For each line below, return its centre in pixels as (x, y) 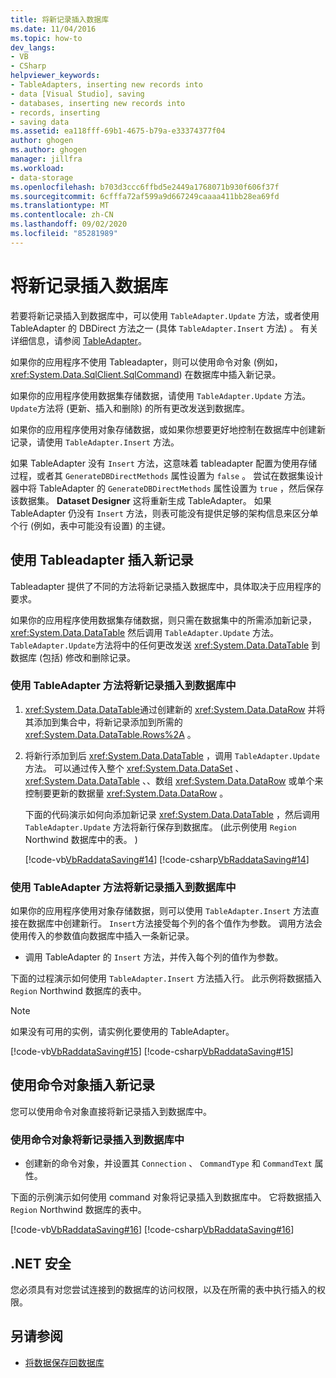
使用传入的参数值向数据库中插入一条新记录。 (102, 936)
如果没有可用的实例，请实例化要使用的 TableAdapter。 (122, 1032)
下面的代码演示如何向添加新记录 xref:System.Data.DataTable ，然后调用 (172, 814)
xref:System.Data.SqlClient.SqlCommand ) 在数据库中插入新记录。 (146, 374)
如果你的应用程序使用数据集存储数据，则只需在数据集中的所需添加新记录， (163, 620)
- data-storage (42, 177)
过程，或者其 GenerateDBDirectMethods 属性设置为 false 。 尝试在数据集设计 (167, 475)
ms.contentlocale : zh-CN (62, 215)
